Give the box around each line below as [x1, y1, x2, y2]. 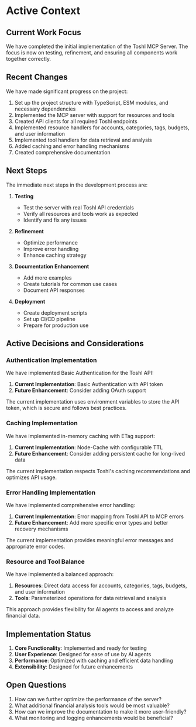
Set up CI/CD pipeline [23, 315, 76, 322]
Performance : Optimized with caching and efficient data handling [14, 657, 173, 664]
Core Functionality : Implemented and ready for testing [14, 645, 147, 652]
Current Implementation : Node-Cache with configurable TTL [14, 443, 163, 451]
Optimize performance [23, 239, 78, 246]
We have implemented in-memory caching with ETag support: [6, 432, 156, 439]
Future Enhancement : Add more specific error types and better [14, 519, 169, 526]
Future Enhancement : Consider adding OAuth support [14, 387, 146, 394]
